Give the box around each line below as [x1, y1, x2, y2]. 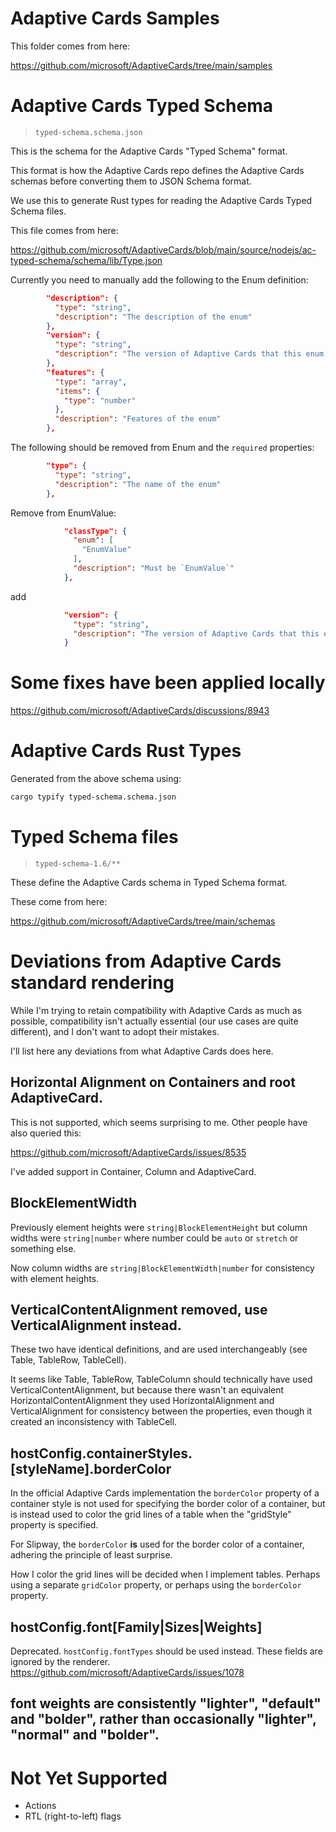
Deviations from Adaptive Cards [10, 950, 282, 973]
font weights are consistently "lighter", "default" [10, 1695, 322, 1712]
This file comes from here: [10, 224, 119, 236]
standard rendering [10, 972, 175, 994]
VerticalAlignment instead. [10, 1317, 182, 1334]
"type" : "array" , [54, 377, 128, 387]
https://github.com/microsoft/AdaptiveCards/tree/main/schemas [10, 915, 276, 927]
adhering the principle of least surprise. [10, 1549, 173, 1561]
